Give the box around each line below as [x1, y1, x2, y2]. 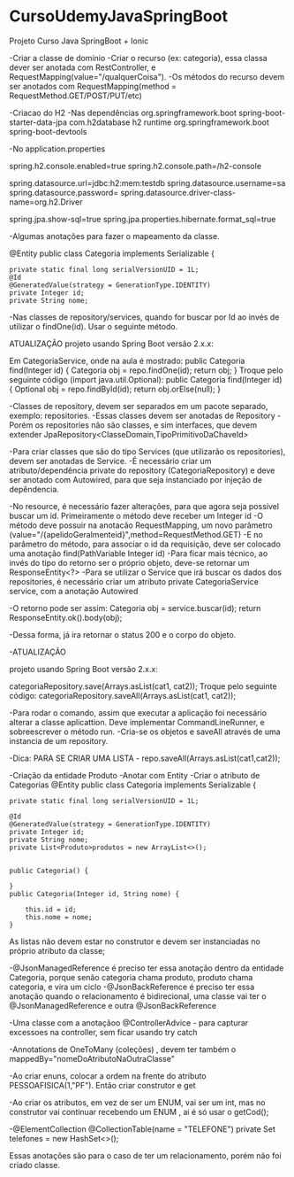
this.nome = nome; [25, 912, 93, 922]
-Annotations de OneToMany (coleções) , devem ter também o [9, 1043, 237, 1055]
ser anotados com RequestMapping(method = [9, 81, 177, 91]
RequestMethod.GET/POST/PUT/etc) [9, 90, 143, 101]
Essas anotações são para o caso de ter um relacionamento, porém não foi [9, 1150, 282, 1161]
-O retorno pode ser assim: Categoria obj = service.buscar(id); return [9, 602, 261, 613]
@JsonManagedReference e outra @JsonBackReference [9, 1000, 217, 1011]
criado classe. [9, 1159, 60, 1170]
